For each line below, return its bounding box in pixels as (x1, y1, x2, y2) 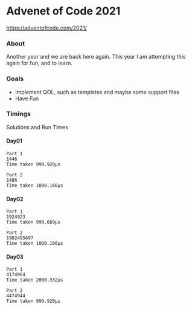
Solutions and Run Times (6, 123, 68, 131)
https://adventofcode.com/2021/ (6, 24, 88, 31)
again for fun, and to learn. (6, 59, 72, 67)
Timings (6, 110, 31, 118)
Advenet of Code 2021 (6, 4, 121, 18)
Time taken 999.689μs (6, 219, 61, 225)
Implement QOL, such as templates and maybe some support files (14, 88, 180, 95)
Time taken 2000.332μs (6, 277, 63, 283)
